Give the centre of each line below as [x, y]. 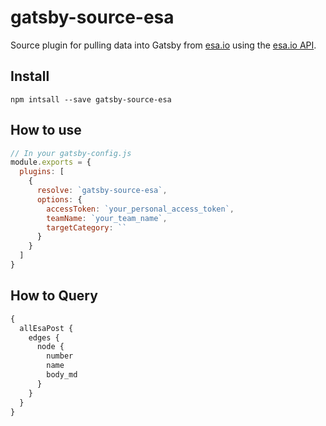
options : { [59, 199]
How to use [46, 130]
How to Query [54, 296]
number [60, 356]
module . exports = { [51, 162]
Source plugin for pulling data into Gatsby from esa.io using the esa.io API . [163, 45]
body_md [62, 375]
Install [30, 76]
